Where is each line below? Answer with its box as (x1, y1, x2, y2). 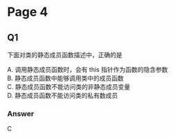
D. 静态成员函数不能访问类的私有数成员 (7, 91, 118, 99)
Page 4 (7, 4, 48, 20)
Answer (7, 108, 35, 118)
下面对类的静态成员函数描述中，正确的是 (7, 51, 122, 59)
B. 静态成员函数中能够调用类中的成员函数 (7, 74, 125, 82)
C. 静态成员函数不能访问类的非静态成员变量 (7, 83, 131, 90)
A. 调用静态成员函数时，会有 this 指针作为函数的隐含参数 (7, 66, 168, 73)
